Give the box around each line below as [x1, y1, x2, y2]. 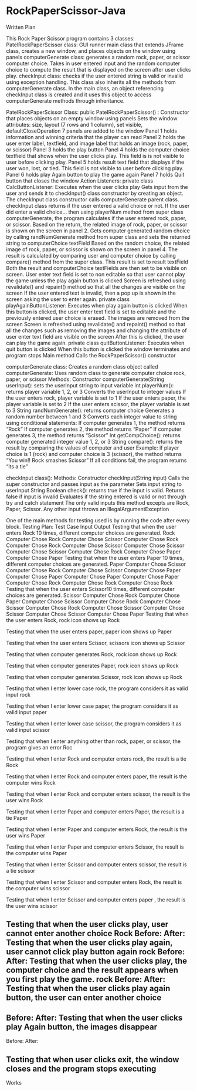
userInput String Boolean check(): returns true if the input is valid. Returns [6, 487, 185, 494]
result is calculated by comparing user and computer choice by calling [6, 252, 176, 259]
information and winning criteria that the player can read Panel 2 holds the [6, 133, 185, 140]
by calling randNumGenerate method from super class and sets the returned [6, 233, 191, 240]
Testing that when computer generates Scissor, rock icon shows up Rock [6, 673, 183, 680]
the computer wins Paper [6, 849, 67, 856]
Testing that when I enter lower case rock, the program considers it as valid [6, 685, 188, 692]
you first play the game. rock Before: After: [6, 974, 166, 984]
